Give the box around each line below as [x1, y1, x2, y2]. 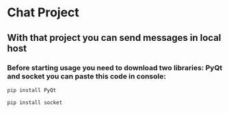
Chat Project [7, 5, 80, 20]
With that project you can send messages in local [7, 32, 221, 44]
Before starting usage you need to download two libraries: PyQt [7, 63, 223, 72]
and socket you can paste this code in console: [7, 71, 166, 81]
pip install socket [7, 99, 63, 106]
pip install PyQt [7, 86, 57, 93]
